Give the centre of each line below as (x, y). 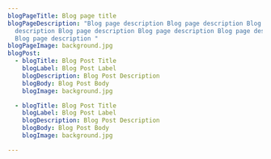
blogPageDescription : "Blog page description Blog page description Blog (135, 23)
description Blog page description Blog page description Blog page (133, 31)
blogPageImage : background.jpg (60, 46)
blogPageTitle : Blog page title (62, 16)
